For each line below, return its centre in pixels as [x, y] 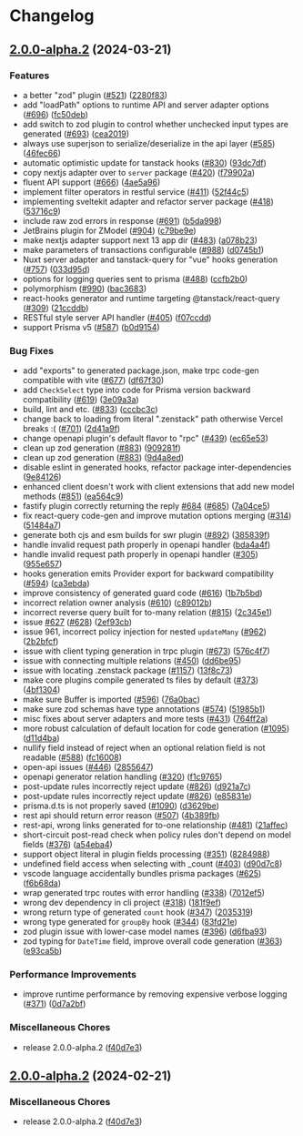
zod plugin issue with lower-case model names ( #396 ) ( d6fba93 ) [145, 932]
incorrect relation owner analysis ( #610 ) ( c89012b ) [117, 603]
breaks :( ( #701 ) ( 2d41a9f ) [71, 429]
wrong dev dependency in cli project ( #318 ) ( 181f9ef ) [121, 903]
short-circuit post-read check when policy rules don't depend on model [157, 835]
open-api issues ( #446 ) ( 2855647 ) [88, 767]
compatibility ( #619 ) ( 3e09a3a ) [81, 400]
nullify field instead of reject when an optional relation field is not [144, 748]
